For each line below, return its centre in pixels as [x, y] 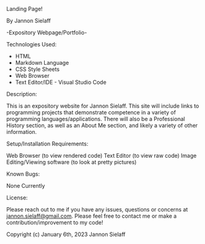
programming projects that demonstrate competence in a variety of [91, 112]
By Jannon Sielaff [28, 20]
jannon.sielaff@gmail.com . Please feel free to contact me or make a [91, 216]
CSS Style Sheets [37, 69]
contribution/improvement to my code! [55, 222]
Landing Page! [24, 9]
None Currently [26, 186]
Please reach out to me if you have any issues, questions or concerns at [97, 209]
